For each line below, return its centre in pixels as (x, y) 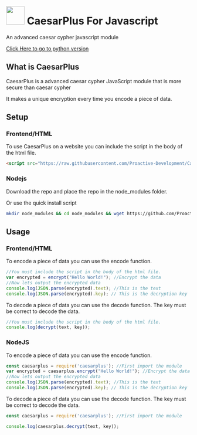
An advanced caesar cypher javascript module (62, 37)
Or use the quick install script (42, 203)
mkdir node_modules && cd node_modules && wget (65, 213)
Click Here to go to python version (47, 48)
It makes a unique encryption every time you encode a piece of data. (89, 98)
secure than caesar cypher (39, 87)
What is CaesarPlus (43, 67)
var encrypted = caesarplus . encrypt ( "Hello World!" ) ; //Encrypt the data (98, 371)
